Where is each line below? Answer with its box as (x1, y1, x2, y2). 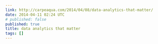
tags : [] (5, 31, 24, 36)
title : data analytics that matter (5, 26, 81, 31)
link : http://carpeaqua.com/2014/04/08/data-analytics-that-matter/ (5, 7, 153, 13)
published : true (5, 21, 40, 27)
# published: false (5, 17, 47, 22)
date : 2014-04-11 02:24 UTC (5, 12, 65, 17)
